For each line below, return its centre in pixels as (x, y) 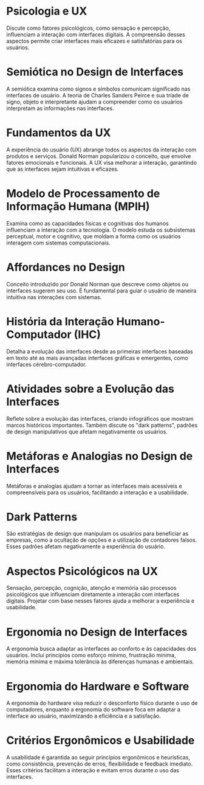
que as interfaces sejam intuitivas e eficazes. (63, 169)
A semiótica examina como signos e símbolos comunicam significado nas (98, 89)
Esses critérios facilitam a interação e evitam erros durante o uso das (93, 770)
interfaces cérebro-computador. (46, 364)
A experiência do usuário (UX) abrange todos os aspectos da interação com (101, 150)
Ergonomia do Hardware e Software (98, 686)
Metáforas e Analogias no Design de (100, 456)
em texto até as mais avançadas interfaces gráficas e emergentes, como (97, 358)
